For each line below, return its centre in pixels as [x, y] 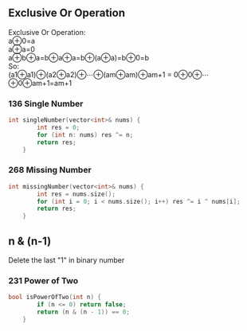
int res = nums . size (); [76, 194]
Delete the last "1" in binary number [67, 260]
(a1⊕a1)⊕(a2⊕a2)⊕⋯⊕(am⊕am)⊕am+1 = [90, 74]
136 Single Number [46, 103]
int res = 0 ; [59, 127]
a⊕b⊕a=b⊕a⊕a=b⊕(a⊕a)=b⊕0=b [79, 57]
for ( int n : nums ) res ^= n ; [85, 134]
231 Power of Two [43, 280]
